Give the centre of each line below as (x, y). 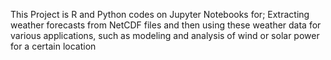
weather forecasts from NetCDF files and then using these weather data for (166, 25)
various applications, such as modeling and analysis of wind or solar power (165, 35)
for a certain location (53, 46)
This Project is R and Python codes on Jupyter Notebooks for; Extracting (160, 14)
